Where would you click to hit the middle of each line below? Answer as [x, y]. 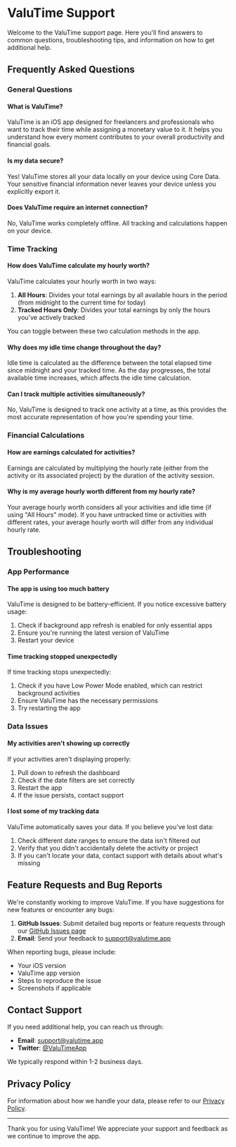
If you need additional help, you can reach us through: [85, 1027]
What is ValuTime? [35, 106]
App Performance [38, 572]
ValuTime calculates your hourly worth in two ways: [82, 281]
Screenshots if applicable [54, 988]
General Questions [40, 89]
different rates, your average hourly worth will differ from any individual [110, 522]
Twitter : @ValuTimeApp [52, 1048]
